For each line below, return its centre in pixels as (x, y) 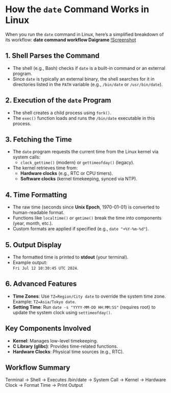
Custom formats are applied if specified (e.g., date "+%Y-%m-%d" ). (81, 229)
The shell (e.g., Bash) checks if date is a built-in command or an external (89, 68)
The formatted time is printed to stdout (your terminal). (70, 257)
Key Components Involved (48, 329)
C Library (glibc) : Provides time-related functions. (65, 346)
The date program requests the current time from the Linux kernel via (86, 152)
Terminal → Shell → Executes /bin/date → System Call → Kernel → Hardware (86, 380)
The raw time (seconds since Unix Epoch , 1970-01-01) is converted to (86, 207)
